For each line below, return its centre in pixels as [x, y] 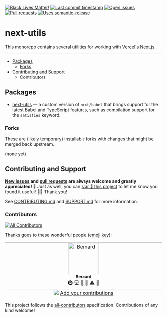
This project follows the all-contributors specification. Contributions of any [82, 305]
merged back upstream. [30, 144]
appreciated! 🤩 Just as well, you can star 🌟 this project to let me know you [81, 186]
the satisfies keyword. [36, 115]
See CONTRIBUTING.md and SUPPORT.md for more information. [72, 201]
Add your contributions [86, 293]
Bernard [83, 277]
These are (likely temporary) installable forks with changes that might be [80, 139]
